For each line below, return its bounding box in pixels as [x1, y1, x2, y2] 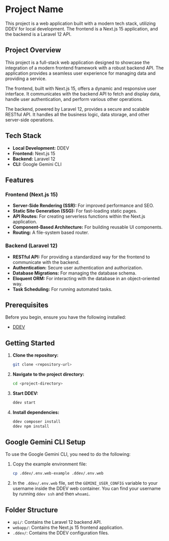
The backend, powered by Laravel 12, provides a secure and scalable [5, 106, 150, 112]
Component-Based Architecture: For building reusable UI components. [12, 224, 163, 230]
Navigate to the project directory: [12, 371, 85, 378]
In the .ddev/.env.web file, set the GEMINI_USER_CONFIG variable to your [12, 480, 158, 486]
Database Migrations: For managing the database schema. [12, 270, 137, 276]
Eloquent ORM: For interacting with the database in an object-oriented [12, 275, 160, 281]
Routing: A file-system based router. [12, 229, 90, 235]
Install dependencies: [12, 409, 60, 415]
